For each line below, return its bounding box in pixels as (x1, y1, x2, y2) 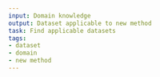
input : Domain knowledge (8, 11, 91, 20)
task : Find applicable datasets (8, 26, 116, 34)
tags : (8, 34, 26, 43)
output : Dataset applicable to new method (8, 19, 152, 27)
